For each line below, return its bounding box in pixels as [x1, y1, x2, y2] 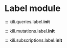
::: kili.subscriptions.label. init [4, 37, 62, 43]
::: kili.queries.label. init [4, 19, 50, 24]
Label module [4, 3, 61, 14]
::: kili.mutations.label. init [4, 28, 55, 34]
